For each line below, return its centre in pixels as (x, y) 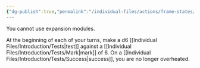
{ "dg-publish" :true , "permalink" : (48, 12)
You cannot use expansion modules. (51, 28)
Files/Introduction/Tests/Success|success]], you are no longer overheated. (98, 59)
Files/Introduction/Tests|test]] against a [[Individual (69, 46)
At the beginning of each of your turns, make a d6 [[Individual (82, 40)
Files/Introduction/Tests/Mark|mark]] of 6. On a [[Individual (79, 52)
